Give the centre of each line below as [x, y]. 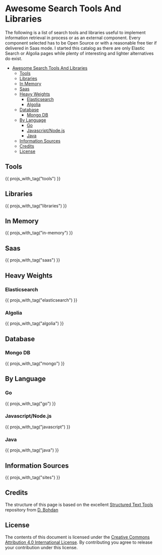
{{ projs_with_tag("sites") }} [33, 477]
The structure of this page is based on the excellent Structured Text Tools [79, 505]
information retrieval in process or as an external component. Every [73, 38]
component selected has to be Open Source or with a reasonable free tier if [81, 43]
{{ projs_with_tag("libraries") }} [36, 206]
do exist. [14, 58]
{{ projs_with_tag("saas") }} [32, 260]
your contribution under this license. [41, 547]
